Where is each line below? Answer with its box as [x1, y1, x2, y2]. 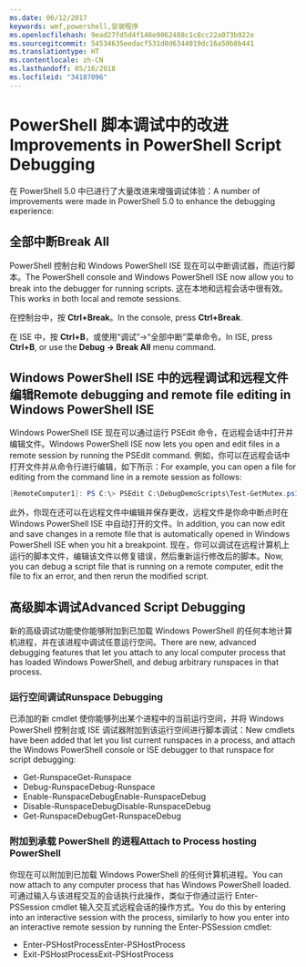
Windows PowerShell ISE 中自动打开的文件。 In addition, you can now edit [9, 519, 285, 530]
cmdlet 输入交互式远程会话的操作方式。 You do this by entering [51, 901, 287, 912]
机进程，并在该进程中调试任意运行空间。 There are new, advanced [9, 637, 257, 647]
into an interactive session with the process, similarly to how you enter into [9, 911, 290, 922]
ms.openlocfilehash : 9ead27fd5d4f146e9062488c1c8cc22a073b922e [9, 30, 255, 39]
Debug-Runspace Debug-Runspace [22, 781, 156, 793]
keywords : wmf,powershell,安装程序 [9, 22, 139, 31]
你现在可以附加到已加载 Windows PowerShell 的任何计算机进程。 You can [9, 869, 283, 880]
